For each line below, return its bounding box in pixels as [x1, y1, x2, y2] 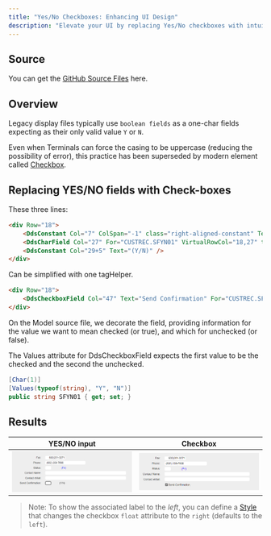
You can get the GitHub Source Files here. [8, 73, 148, 84]
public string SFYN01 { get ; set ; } [8, 393, 131, 401]
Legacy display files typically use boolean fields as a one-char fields [8, 118, 240, 128]
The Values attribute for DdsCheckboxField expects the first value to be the [8, 351, 259, 360]
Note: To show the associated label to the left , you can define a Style [27, 502, 257, 512]
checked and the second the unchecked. [8, 359, 144, 368]
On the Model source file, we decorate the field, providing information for [8, 318, 252, 327]
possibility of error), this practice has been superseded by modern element [8, 152, 258, 161]
